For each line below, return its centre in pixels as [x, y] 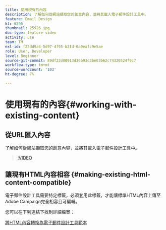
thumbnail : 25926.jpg [28, 28]
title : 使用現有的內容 [26, 10]
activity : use [20, 38]
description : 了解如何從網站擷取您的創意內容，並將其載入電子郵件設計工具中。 [77, 14]
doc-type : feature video [31, 33]
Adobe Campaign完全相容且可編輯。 [43, 201]
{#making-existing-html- [111, 175]
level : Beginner [22, 56]
